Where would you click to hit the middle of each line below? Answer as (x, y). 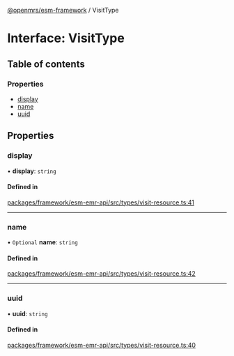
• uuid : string (28, 313)
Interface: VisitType (66, 38)
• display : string (32, 171)
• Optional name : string (42, 242)
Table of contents (46, 64)
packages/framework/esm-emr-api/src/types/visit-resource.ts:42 (102, 274)
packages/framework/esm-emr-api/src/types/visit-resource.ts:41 (101, 202)
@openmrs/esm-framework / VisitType (63, 10)
